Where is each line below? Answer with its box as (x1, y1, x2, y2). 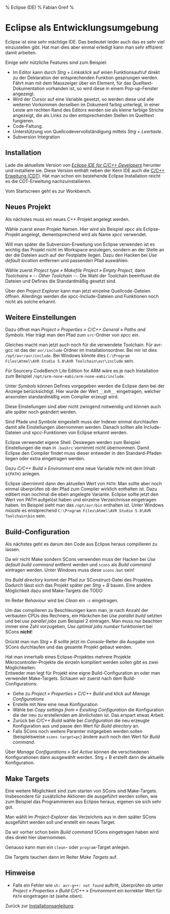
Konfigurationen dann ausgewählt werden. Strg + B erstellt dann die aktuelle (5, 754, 164, 760)
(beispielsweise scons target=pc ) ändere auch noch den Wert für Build (12, 734, 160, 740)
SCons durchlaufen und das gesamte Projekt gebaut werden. (5, 644, 133, 650)
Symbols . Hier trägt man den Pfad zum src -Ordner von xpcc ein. (5, 332, 140, 338)
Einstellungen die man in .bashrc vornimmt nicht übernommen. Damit (5, 445, 150, 451)
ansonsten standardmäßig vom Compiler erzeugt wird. (5, 394, 119, 400)
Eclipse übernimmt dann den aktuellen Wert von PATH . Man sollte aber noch (5, 481, 162, 487)
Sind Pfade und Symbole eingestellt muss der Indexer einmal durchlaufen (5, 419, 158, 425)
